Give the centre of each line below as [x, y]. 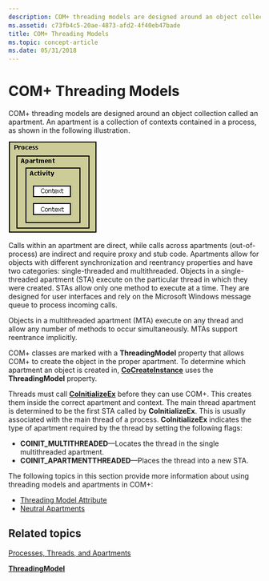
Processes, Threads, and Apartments [70, 553]
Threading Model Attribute [63, 500]
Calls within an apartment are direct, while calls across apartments [118, 246]
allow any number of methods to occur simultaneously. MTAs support [123, 329]
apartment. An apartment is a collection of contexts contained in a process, [132, 122]
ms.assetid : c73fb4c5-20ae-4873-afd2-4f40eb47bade [94, 25]
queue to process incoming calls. [63, 305]
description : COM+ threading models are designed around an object [123, 17]
